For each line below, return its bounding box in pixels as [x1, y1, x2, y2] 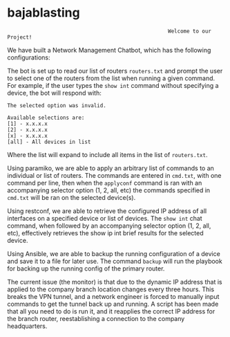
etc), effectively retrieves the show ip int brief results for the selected [7, 228, 204, 237]
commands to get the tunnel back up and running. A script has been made [7, 300, 219, 308]
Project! [7, 33, 32, 41]
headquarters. [7, 322, 48, 330]
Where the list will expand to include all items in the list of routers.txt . [7, 150, 208, 158]
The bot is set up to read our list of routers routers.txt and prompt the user [7, 66, 223, 75]
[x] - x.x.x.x [7, 132, 48, 139]
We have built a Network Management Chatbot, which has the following [7, 46, 211, 54]
